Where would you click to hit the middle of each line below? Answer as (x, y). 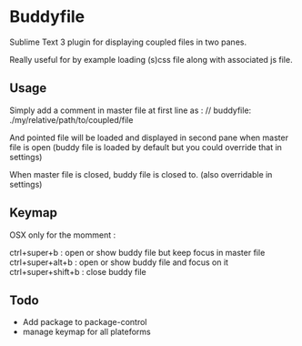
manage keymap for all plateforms (87, 332)
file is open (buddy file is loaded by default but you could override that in (146, 147)
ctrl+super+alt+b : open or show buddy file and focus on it (119, 262)
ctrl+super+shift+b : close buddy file (78, 271)
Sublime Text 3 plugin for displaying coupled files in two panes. (128, 42)
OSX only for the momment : (63, 235)
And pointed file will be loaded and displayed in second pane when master (149, 137)
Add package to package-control (85, 322)
